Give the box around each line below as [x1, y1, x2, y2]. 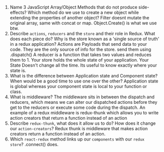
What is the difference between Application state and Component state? [9, 73, 158, 78]
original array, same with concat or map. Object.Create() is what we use [9, 20, 157, 26]
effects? [9, 9, 27, 15]
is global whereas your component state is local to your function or [9, 83, 148, 89]
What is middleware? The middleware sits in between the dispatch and [9, 94, 155, 100]
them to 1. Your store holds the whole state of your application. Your [9, 57, 149, 63]
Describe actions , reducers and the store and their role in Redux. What [9, 31, 156, 36]
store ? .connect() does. [9, 142, 59, 147]
